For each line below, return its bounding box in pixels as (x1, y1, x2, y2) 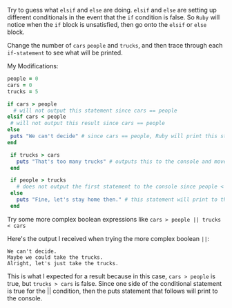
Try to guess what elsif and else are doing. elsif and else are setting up (7, 6, 217, 14)
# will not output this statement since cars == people (13, 107, 177, 114)
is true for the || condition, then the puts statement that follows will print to (7, 287, 218, 295)
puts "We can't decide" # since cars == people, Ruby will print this (10, 133, 217, 139)
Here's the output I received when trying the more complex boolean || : (7, 234, 209, 242)
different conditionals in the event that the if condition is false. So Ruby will (7, 13, 220, 21)
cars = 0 (7, 81, 32, 88)
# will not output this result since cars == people (10, 120, 166, 127)
